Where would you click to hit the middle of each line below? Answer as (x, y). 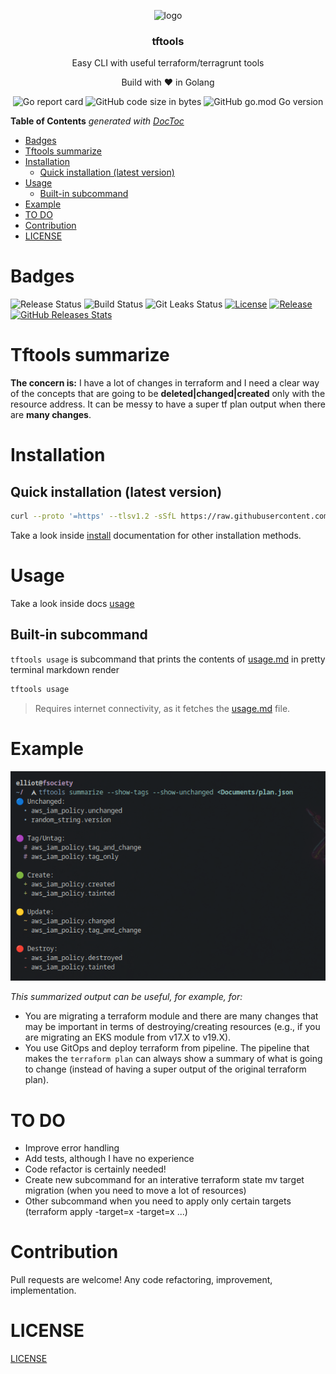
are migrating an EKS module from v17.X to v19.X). (128, 1037)
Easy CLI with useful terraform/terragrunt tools (168, 63)
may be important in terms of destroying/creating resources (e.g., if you (172, 1027)
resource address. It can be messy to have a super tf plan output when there (168, 404)
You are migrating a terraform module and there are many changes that (171, 1016)
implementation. (43, 1291)
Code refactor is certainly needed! (95, 1169)
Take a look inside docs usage (72, 603)
